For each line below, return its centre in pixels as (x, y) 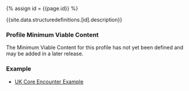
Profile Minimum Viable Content (52, 34)
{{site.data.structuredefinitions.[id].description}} (64, 20)
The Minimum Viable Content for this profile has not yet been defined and (95, 48)
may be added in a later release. (45, 54)
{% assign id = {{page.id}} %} (42, 8)
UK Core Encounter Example (49, 82)
